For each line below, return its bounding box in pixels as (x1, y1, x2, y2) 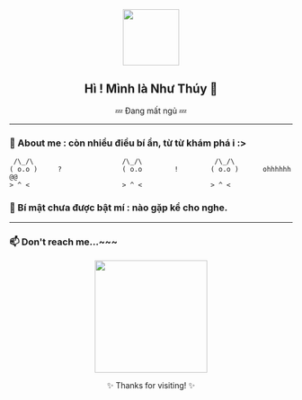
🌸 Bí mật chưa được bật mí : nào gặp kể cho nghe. (9, 201, 228, 214)
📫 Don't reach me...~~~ (9, 236, 119, 248)
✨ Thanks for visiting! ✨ (106, 379, 196, 390)
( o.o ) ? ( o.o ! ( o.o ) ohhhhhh (9, 165, 292, 174)
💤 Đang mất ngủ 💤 (115, 105, 187, 116)
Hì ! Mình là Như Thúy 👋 (84, 81, 218, 97)
